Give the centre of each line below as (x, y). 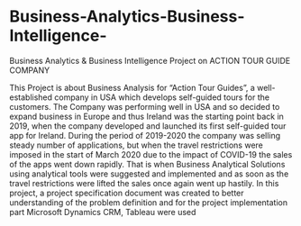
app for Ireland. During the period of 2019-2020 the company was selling (145, 135)
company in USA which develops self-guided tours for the (162, 97)
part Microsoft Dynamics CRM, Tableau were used (103, 212)
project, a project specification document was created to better (127, 193)
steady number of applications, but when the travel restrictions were (137, 145)
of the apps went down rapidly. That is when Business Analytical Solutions (147, 164)
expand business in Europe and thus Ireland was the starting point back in (146, 116)
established (31, 97)
